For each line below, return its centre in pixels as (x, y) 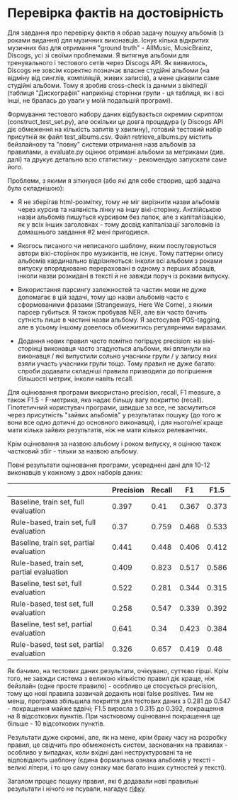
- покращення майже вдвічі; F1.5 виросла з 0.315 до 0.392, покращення (116, 708)
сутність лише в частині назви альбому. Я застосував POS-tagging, (119, 320)
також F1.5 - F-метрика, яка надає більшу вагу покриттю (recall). (106, 400)
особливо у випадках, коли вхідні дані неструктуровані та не (100, 752)
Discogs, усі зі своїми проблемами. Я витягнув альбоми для (98, 55)
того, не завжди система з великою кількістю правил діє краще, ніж (111, 678)
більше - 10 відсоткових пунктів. (56, 723)
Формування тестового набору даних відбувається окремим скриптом (115, 114)
